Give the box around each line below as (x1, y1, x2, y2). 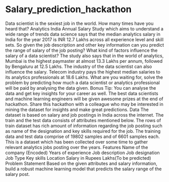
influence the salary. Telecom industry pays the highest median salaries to (5, 68, 161, 75)
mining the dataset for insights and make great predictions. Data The (5, 106, 149, 113)
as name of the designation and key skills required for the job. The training (5, 128, 161, 134)
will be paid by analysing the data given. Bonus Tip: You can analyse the (5, 85, 156, 91)
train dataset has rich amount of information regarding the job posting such (5, 123, 162, 129)
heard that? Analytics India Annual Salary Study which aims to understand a (5, 25, 164, 31)
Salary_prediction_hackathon (5, 4, 132, 15)
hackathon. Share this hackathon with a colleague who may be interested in (5, 101, 163, 107)
